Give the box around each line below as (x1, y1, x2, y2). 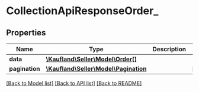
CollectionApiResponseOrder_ (6, 4, 159, 18)
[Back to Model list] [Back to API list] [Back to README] (6, 80, 142, 87)
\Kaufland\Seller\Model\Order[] (46, 55, 137, 63)
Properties (6, 28, 46, 38)
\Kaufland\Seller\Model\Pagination (46, 65, 147, 73)
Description (152, 45, 187, 53)
